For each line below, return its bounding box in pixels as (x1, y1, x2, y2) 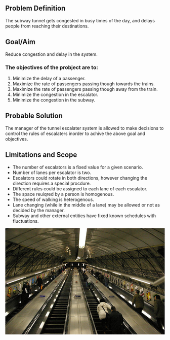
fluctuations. (12, 218, 39, 224)
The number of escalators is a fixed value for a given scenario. (12, 164, 143, 170)
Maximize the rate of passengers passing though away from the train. (12, 86, 158, 92)
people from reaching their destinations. (5, 23, 89, 29)
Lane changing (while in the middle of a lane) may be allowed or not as (12, 201, 160, 208)
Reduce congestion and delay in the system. (5, 51, 98, 57)
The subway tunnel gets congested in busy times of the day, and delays (5, 17, 155, 23)
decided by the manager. (12, 207, 65, 213)
